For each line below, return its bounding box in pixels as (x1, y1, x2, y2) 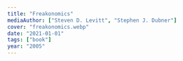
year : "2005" (7, 43, 46, 50)
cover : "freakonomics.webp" (7, 23, 90, 30)
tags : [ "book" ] (7, 36, 52, 43)
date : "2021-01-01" (7, 29, 65, 37)
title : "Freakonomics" (7, 10, 74, 18)
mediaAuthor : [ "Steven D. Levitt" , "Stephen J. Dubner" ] (7, 17, 177, 24)
